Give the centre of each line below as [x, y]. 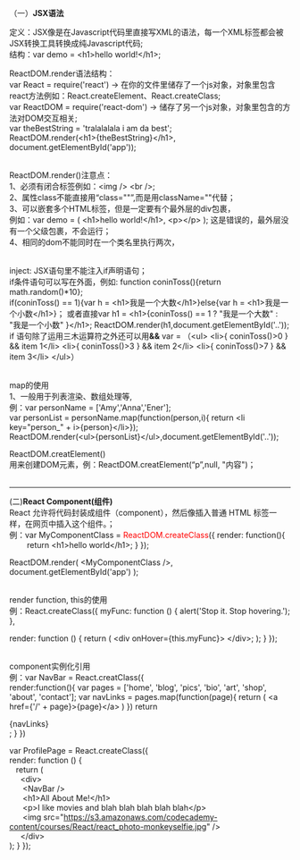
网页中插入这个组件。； [74, 524]
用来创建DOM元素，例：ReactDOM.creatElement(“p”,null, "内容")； [133, 464]
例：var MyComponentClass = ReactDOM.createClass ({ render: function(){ [147, 535]
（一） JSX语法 [37, 13]
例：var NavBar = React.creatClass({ [77, 677]
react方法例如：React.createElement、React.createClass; [115, 96]
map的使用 [29, 385]
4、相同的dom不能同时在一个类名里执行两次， [95, 242]
